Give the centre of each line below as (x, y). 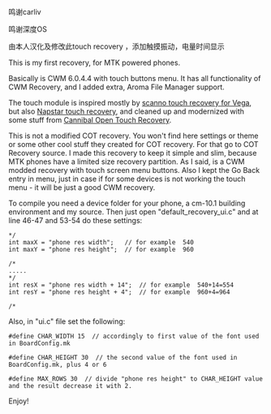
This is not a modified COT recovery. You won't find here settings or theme (133, 136)
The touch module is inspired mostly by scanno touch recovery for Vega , (130, 103)
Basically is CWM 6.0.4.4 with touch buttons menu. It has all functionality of (135, 78)
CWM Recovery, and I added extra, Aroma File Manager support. (116, 87)
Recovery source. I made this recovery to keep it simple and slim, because (133, 153)
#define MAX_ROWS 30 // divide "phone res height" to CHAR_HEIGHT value (136, 379)
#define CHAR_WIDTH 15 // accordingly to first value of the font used (134, 336)
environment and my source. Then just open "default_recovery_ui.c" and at (133, 212)
